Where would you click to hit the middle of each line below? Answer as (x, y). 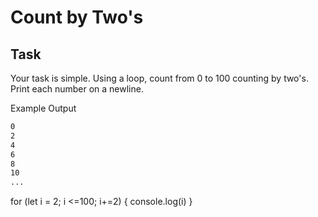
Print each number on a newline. (77, 89)
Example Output (43, 108)
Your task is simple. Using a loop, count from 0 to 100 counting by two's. (159, 78)
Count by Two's (77, 17)
